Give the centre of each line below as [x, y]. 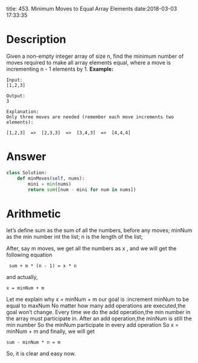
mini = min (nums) [49, 184]
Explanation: [23, 112]
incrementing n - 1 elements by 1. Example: [60, 69]
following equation [29, 255]
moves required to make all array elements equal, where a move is [88, 62]
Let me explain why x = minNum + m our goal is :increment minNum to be [97, 299]
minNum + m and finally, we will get [50, 332]
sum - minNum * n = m [34, 342]
